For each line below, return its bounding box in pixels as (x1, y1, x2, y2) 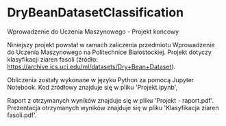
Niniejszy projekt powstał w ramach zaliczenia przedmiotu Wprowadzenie (7, 40, 215, 49)
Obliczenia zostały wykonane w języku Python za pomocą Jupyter (7, 75, 194, 84)
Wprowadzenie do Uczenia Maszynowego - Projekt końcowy (7, 27, 179, 36)
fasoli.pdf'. (7, 111, 37, 119)
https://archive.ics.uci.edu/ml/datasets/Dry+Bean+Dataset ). (7, 62, 176, 71)
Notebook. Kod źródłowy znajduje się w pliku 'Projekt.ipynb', (7, 83, 178, 91)
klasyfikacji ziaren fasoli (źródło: (7, 55, 98, 63)
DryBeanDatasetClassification (7, 5, 184, 21)
